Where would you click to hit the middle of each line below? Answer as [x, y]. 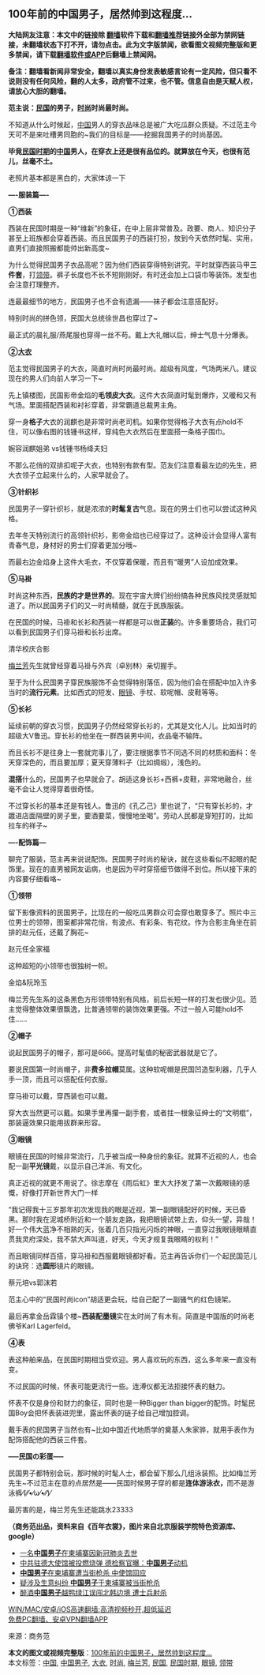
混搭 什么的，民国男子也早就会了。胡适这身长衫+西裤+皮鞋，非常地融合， [127, 779]
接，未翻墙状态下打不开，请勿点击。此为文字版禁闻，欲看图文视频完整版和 [129, 44]
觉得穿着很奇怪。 [70, 789]
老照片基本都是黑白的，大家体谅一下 [67, 178]
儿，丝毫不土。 [32, 161]
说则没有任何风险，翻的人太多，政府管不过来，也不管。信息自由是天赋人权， [132, 81]
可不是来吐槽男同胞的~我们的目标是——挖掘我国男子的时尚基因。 [121, 134]
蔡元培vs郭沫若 [33, 1283]
